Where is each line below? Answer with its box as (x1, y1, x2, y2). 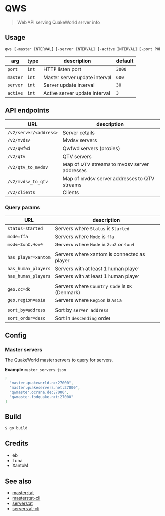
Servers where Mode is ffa (55, 233, 114, 240)
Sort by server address (55, 306, 109, 313)
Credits (5, 439, 28, 447)
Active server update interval (43, 89, 110, 96)
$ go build (5, 426, 27, 431)
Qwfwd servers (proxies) (62, 145, 120, 152)
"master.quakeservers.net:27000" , (9, 385, 80, 390)
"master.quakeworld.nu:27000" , (9, 381, 74, 386)
